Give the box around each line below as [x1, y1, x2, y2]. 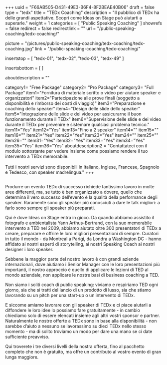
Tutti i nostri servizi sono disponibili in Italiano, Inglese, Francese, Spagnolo [5, 164, 160, 170]
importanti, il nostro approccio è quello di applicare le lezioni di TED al [5, 267, 149, 273]
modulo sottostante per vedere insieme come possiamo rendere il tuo [5, 148, 148, 154]
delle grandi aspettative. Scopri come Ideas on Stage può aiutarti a [5, 15, 142, 20]
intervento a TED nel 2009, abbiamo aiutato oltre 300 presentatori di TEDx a [5, 225, 162, 231]
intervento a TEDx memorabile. [5, 153, 69, 159]
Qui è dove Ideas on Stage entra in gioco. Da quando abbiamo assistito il [5, 215, 155, 221]
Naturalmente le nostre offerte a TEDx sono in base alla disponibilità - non [5, 318, 157, 324]
